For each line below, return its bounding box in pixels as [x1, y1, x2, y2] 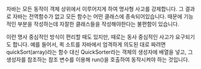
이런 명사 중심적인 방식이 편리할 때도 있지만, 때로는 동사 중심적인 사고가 [6, 33, 174, 41]
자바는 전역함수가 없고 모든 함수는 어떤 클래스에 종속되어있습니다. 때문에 [12, 13, 183, 20]
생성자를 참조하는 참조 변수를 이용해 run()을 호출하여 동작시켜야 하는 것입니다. [6, 56, 189, 63]
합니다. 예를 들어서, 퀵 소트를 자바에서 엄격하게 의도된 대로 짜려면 [12, 41, 166, 48]
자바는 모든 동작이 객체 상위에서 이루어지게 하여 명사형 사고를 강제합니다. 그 [6, 5, 184, 12]
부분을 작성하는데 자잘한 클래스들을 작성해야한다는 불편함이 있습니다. [17, 21, 180, 27]
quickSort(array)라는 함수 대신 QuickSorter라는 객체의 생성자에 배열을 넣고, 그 [6, 48, 193, 56]
